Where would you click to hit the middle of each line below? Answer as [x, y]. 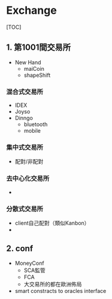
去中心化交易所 [28, 179]
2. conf [20, 249]
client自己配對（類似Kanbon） [52, 223]
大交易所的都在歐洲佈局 [53, 284]
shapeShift [37, 75]
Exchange [31, 11]
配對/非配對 [29, 162]
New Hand [28, 62]
